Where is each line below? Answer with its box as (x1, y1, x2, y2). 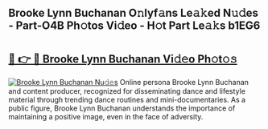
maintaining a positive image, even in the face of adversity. (8, 112, 204, 121)
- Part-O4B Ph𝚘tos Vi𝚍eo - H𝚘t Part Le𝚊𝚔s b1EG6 (8, 19, 261, 33)
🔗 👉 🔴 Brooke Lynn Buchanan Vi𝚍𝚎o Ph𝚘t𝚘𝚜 (8, 52, 237, 66)
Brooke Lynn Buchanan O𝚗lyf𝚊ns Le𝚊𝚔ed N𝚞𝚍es (8, 6, 259, 20)
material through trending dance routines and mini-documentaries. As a (8, 95, 246, 104)
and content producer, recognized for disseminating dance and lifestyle (8, 87, 245, 95)
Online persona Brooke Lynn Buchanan (119, 78, 249, 87)
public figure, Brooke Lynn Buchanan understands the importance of (8, 103, 236, 113)
